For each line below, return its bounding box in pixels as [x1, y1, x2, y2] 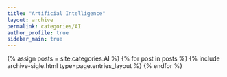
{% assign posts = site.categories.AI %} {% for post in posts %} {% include [7, 54, 221, 63]
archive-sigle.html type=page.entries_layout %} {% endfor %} [7, 62, 183, 70]
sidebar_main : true [7, 36, 63, 43]
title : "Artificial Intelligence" [7, 10, 106, 17]
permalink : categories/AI [7, 23, 81, 30]
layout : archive [7, 16, 53, 23]
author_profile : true [7, 29, 69, 36]
